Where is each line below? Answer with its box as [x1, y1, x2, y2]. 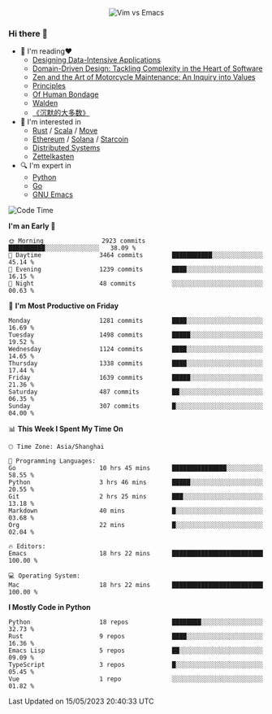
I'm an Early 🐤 [8, 221, 56, 231]
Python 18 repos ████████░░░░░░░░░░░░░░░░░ [8, 618, 264, 626]
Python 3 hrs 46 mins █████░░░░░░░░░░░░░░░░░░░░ [8, 478, 264, 487]
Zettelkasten [32, 151, 75, 162]
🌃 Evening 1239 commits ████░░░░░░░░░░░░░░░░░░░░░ [8, 265, 264, 274]
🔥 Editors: [8, 542, 46, 551]
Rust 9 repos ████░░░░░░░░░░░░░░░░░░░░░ [8, 633, 264, 641]
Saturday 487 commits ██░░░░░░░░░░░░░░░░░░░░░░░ [8, 388, 264, 396]
